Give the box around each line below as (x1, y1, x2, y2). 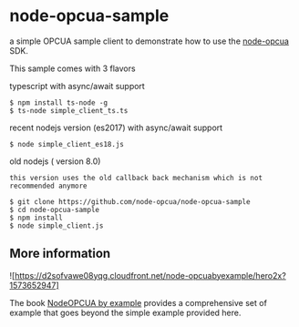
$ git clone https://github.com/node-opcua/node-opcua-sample (9, 197, 251, 206)
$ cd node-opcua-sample (9, 205, 100, 214)
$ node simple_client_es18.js (9, 139, 125, 148)
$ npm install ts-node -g (9, 97, 108, 107)
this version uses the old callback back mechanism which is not (9, 173, 263, 182)
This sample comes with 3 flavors (9, 63, 136, 74)
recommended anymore (9, 181, 88, 190)
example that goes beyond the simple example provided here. (9, 307, 242, 318)
